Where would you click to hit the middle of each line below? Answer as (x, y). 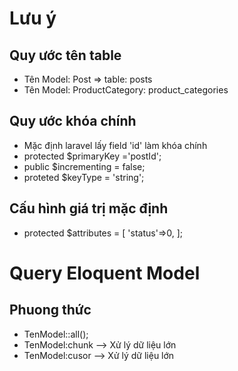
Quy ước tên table (65, 55)
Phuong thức (50, 310)
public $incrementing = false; (84, 166)
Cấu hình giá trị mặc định (89, 208)
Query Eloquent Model (105, 273)
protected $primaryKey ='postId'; (92, 156)
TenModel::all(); (56, 334)
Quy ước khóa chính (73, 121)
